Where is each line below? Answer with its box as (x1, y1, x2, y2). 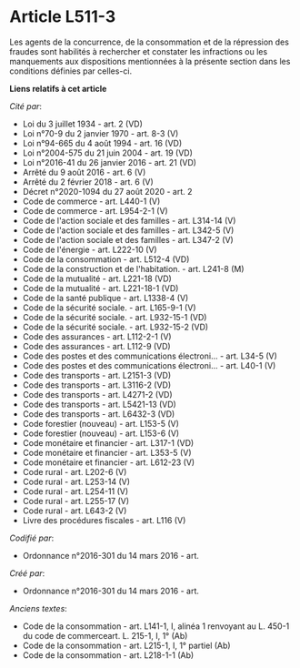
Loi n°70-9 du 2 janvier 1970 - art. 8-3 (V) (22, 127, 179, 138)
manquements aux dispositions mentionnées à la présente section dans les (9, 56, 291, 66)
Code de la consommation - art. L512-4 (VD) (22, 253, 190, 265)
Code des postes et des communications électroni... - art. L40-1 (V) (22, 359, 276, 370)
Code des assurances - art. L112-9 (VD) (22, 340, 171, 351)
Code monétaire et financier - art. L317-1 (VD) (22, 437, 195, 448)
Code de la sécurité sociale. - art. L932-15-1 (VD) (22, 311, 207, 322)
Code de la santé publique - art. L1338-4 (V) (22, 292, 189, 303)
